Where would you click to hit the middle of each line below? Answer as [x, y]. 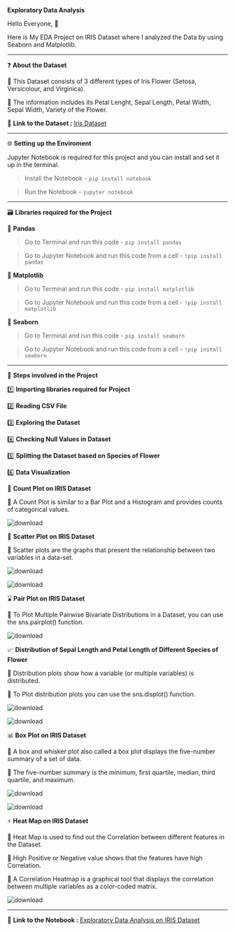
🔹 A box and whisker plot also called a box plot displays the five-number [111, 751]
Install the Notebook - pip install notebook [88, 178]
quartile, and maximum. [41, 780]
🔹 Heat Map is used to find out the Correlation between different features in [116, 837]
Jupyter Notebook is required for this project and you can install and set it [113, 157]
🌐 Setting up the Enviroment [49, 143]
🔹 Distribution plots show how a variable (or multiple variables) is [101, 673]
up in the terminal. [33, 165]
